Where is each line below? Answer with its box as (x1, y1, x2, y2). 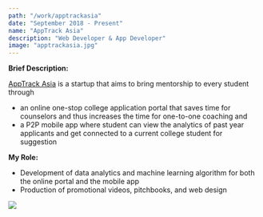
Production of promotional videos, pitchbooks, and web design (19, 185, 228, 195)
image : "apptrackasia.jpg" (8, 42, 98, 50)
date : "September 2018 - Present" (8, 19, 124, 27)
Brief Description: (8, 63, 69, 73)
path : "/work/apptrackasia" (8, 11, 102, 20)
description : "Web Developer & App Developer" (8, 34, 166, 42)
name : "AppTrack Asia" (8, 26, 84, 34)
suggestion (19, 137, 58, 147)
